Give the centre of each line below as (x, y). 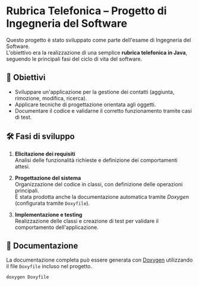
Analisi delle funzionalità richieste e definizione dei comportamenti (96, 160)
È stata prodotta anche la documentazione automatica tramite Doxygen (102, 196)
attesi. (22, 166)
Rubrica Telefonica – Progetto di (87, 11)
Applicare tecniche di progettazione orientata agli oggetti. (85, 104)
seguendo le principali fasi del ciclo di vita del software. (74, 59)
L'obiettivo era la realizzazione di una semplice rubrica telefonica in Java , (97, 52)
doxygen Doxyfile (28, 277)
